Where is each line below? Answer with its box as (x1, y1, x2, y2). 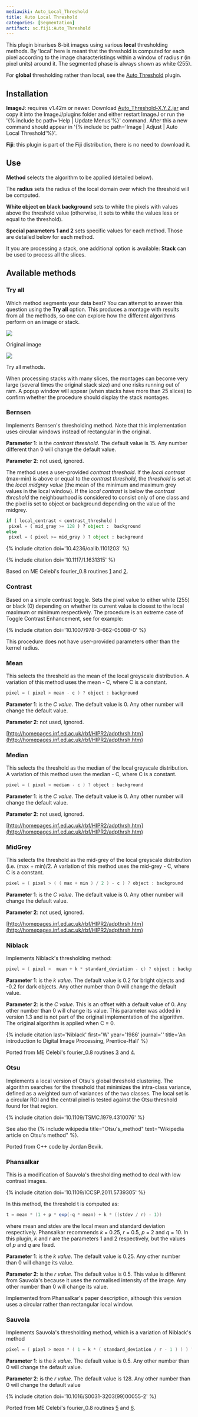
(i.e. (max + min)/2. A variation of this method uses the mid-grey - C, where (6, 862, 190, 870)
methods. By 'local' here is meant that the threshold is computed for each (6, 48, 184, 55)
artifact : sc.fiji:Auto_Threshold (6, 25, 91, 31)
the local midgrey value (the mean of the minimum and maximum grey (6, 481, 177, 488)
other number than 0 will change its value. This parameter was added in (6, 1007, 181, 1014)
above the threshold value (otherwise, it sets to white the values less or (6, 209, 179, 216)
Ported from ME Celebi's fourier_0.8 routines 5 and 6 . (6, 1404, 136, 1411)
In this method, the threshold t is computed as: (6, 1200, 119, 1207)
